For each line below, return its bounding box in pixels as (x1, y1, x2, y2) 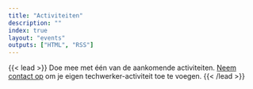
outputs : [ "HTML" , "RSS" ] (8, 41, 94, 49)
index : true (8, 26, 48, 34)
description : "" (8, 19, 62, 27)
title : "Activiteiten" (8, 11, 83, 20)
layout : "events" (8, 33, 66, 42)
